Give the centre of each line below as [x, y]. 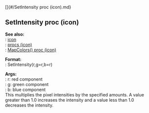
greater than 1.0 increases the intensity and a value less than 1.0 [70, 100]
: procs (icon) [19, 45]
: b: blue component [25, 90]
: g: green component [27, 84]
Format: [13, 59]
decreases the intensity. [29, 105]
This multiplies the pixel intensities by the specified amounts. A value [75, 94]
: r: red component [24, 79]
